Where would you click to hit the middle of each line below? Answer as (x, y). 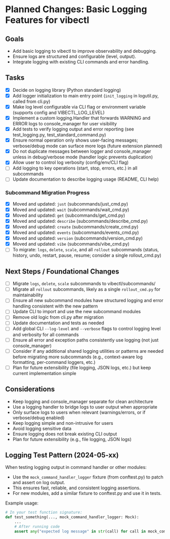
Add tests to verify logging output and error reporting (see (73, 129)
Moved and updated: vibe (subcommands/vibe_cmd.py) (71, 244)
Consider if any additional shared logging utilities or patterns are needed (88, 351)
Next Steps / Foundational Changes (62, 271)
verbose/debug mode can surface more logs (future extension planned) (88, 146)
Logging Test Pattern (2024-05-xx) (62, 455)
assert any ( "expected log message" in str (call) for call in (80, 531)
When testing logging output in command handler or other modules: (76, 467)
